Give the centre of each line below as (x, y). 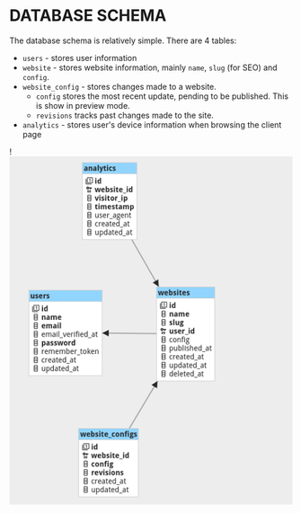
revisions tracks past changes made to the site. (124, 115)
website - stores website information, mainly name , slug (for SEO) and (150, 67)
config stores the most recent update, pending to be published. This (162, 96)
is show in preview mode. (83, 105)
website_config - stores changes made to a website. (120, 86)
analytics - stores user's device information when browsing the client (152, 124)
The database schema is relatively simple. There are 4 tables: (123, 40)
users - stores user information (80, 57)
